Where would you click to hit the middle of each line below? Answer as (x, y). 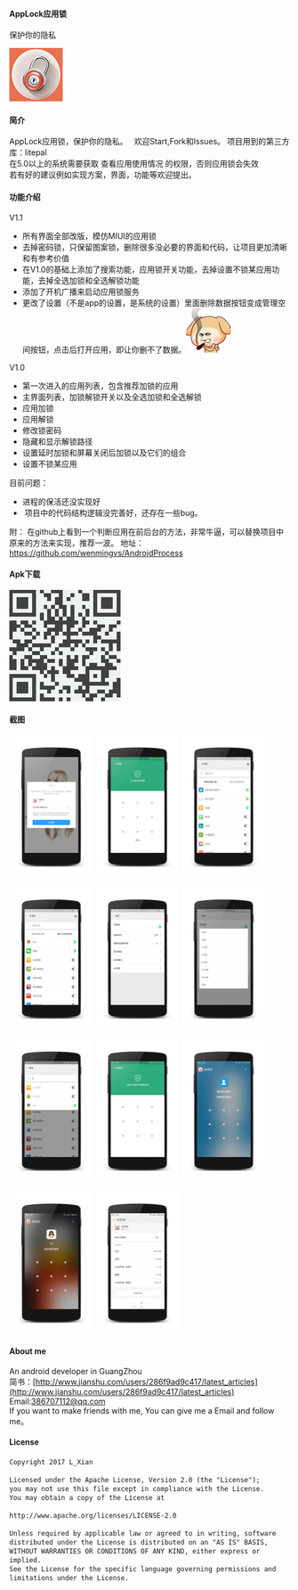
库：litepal (28, 152)
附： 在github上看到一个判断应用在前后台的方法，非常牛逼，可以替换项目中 (147, 531)
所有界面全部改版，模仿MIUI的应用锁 (89, 235)
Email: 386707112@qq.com (57, 1401)
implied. (25, 1560)
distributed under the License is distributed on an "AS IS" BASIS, (139, 1542)
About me (28, 1351)
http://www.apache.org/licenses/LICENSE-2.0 (93, 1515)
